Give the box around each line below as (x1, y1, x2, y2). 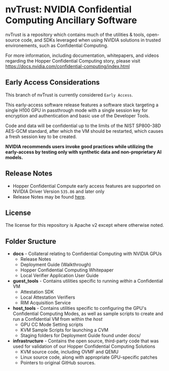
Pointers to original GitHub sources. (20, 360, 96, 366)
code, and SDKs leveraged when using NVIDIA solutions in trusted (21, 37, 161, 43)
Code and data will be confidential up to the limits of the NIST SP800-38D (5, 122, 161, 129)
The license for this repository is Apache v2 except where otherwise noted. (5, 222, 164, 228)
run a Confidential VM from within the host (12, 316, 102, 322)
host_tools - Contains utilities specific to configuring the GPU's (12, 305, 147, 311)
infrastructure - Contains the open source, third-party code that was (12, 338, 159, 344)
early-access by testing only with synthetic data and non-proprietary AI (5, 149, 162, 155)
